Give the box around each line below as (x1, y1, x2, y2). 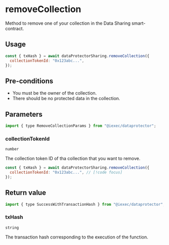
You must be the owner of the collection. (12, 90, 97, 96)
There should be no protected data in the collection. (12, 96, 121, 102)
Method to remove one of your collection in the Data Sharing (5, 20, 131, 26)
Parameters (5, 110, 43, 119)
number (5, 147, 19, 152)
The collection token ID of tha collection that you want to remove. (5, 155, 141, 161)
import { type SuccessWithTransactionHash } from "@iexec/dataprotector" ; (5, 202, 165, 207)
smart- (131, 20, 146, 26)
